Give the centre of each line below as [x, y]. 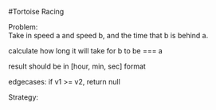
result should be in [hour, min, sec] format [77, 66]
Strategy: [23, 97]
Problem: [23, 27]
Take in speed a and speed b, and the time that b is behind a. [108, 35]
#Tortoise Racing [36, 12]
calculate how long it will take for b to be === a [86, 51]
